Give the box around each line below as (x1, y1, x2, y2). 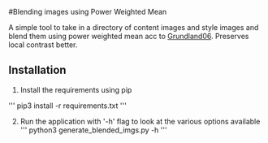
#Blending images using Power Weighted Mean (8, 7, 167, 16)
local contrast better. (8, 40, 78, 50)
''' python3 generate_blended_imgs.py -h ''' (19, 125, 168, 135)
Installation (8, 63, 67, 77)
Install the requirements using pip (19, 84, 132, 94)
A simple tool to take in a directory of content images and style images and (8, 23, 259, 32)
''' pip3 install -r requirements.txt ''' (8, 101, 128, 110)
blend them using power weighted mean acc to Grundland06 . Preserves (8, 32, 249, 41)
